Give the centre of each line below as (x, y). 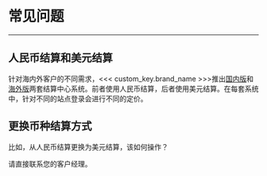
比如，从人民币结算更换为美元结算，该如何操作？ (88, 147)
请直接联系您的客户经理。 (50, 163)
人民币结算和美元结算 (60, 58)
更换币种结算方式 (50, 126)
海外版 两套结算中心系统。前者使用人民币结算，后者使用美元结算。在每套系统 (133, 88)
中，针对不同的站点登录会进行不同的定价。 (78, 98)
